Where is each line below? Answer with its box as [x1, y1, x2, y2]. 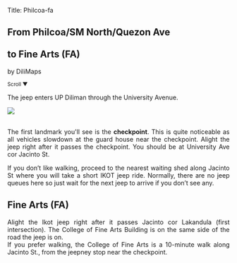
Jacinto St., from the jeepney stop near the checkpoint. [7, 247, 168, 256]
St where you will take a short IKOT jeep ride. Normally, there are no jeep [7, 171, 230, 179]
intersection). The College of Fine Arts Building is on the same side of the [7, 225, 230, 233]
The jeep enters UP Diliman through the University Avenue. [7, 93, 178, 102]
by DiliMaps [7, 67, 42, 75]
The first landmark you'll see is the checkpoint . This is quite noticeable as [7, 127, 230, 136]
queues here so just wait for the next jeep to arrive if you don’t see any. [7, 178, 214, 187]
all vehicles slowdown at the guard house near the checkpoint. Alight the [7, 135, 230, 143]
